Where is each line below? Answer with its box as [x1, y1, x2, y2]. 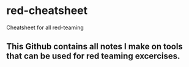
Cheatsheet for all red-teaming [6, 24, 84, 31]
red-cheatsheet [6, 4, 88, 18]
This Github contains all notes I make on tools [6, 41, 183, 52]
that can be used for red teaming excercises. [6, 51, 180, 62]
